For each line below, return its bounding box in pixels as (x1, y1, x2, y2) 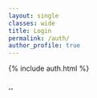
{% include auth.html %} (8, 63, 90, 73)
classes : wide (8, 19, 56, 27)
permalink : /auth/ (8, 34, 70, 43)
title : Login (8, 27, 52, 35)
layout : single (8, 11, 59, 20)
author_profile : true (8, 42, 81, 50)
